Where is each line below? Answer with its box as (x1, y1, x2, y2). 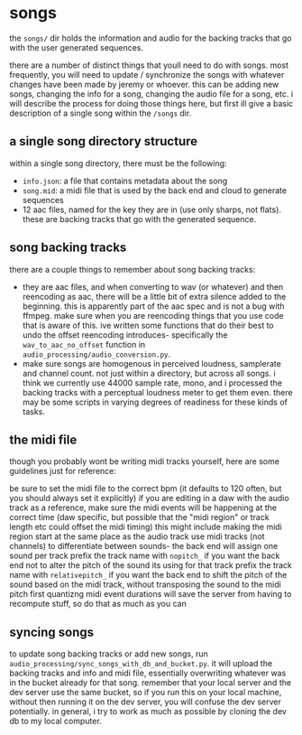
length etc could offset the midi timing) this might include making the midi (9, 522, 282, 533)
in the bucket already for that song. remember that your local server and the (9, 677, 291, 688)
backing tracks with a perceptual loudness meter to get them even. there (22, 386, 293, 397)
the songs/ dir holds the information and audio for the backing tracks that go (9, 33, 292, 43)
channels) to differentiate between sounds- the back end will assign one (9, 541, 279, 552)
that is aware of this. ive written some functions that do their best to (22, 320, 275, 330)
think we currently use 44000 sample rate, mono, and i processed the (22, 377, 282, 388)
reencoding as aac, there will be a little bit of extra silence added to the (22, 291, 287, 302)
